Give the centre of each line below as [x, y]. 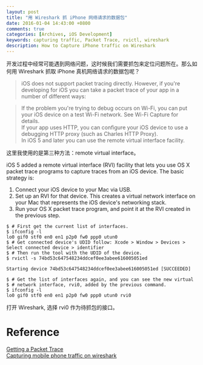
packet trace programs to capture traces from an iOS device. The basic [95, 171]
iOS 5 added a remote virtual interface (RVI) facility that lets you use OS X [98, 165]
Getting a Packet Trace [35, 349]
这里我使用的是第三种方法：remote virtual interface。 [73, 153]
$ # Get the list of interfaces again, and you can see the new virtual [100, 280]
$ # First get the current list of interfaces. [68, 226]
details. [30, 121]
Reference [33, 333]
